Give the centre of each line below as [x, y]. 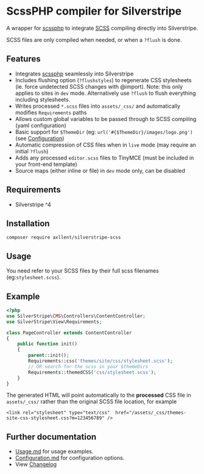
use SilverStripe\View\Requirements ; [54, 322]
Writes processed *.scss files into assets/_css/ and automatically [98, 106]
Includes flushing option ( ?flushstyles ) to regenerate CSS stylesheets [103, 80]
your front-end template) [46, 164]
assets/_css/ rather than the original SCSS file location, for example [92, 402]
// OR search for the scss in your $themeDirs [88, 366]
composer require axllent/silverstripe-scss [64, 238]
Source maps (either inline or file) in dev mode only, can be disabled [100, 170]
